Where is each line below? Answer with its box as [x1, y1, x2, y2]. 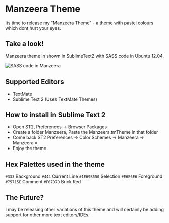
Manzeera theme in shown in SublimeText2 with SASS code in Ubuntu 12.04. [5, 53, 164, 59]
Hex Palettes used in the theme [5, 160, 105, 169]
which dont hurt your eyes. [5, 25, 62, 31]
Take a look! [5, 40, 44, 48]
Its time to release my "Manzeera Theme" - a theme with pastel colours [5, 20, 154, 26]
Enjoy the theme [12, 145, 47, 152]
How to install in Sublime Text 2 [5, 110, 106, 119]
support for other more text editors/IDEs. [5, 212, 90, 218]
